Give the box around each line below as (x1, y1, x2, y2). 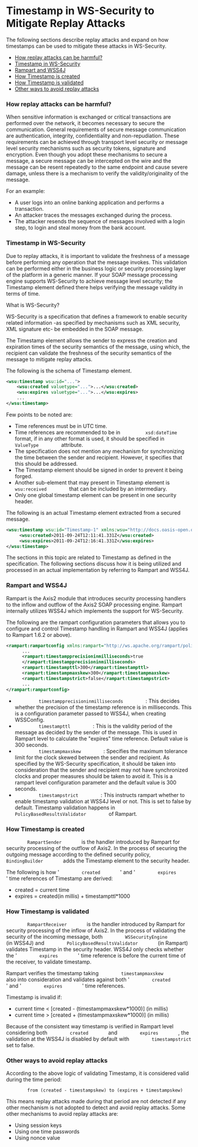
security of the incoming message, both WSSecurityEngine (6, 933, 168, 940)
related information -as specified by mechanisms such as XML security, (6, 319, 181, 326)
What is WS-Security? (6, 301, 60, 308)
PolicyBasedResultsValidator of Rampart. (14, 810, 137, 817)
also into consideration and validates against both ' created (6, 976, 171, 983)
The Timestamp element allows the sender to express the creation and (6, 336, 178, 344)
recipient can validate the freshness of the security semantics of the (6, 349, 172, 357)
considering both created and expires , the (6, 1029, 190, 1037)
